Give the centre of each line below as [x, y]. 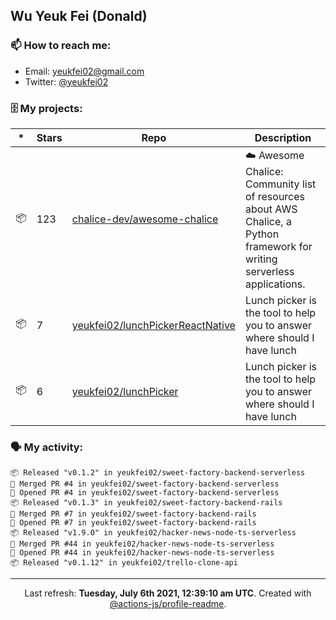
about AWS [271, 209]
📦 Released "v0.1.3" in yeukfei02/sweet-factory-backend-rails [146, 503]
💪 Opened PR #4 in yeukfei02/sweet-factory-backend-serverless [145, 493]
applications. [275, 284]
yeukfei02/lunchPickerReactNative [153, 325]
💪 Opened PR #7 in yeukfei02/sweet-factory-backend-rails [133, 523]
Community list [280, 184]
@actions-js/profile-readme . [168, 604]
